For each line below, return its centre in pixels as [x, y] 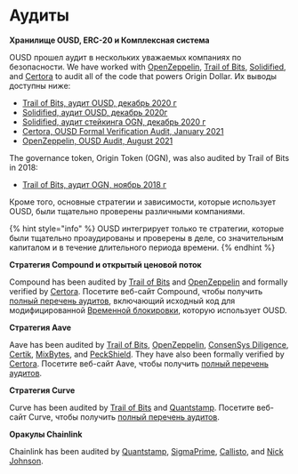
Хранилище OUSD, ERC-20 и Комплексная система [109, 40]
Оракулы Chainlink [46, 434]
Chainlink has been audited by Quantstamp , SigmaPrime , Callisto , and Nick [146, 451]
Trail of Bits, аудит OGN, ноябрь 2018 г [94, 184]
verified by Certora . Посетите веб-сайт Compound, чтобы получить [136, 291]
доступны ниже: [40, 85]
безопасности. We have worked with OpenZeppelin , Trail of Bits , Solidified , [148, 67]
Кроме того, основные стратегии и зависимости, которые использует [143, 202]
